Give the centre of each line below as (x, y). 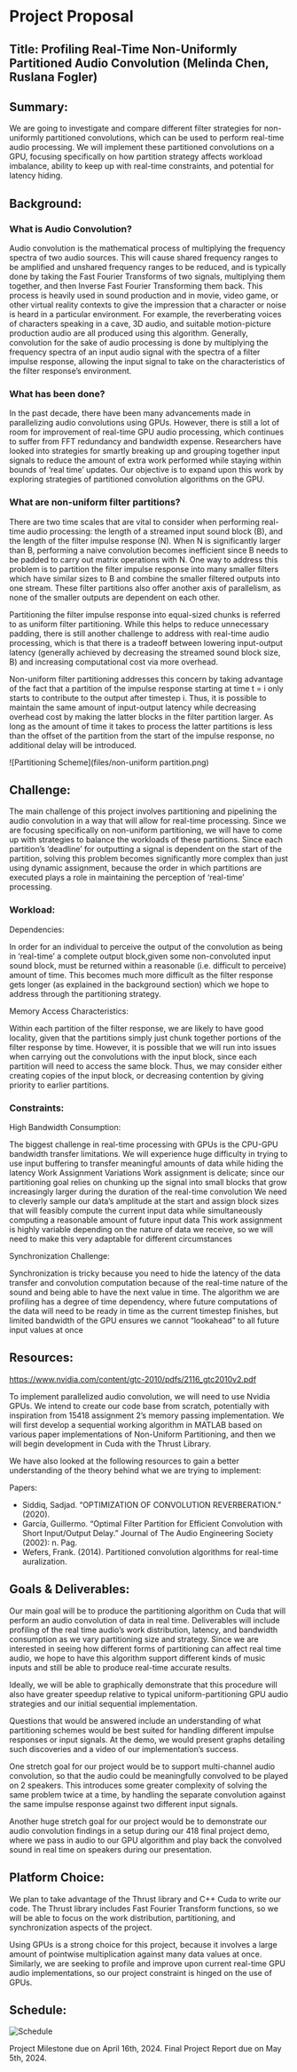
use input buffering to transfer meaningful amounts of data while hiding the (146, 1164)
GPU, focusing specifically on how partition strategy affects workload (136, 156)
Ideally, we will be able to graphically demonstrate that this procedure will (143, 1685)
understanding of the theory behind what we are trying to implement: (135, 1470)
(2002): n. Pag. (50, 1542)
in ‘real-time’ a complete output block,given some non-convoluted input (140, 956)
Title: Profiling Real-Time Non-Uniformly (123, 49)
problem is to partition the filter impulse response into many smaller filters (144, 569)
